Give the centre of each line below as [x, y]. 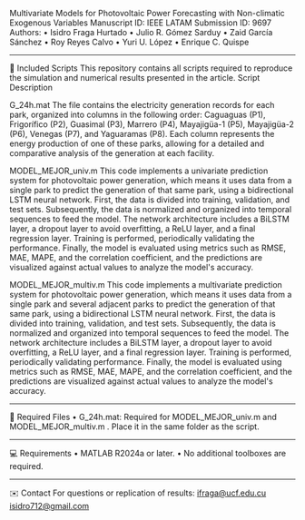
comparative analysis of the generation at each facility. [112, 153]
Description [31, 87]
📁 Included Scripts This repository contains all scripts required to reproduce [151, 68]
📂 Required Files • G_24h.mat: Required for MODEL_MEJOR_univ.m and [143, 417]
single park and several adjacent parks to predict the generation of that [143, 304]
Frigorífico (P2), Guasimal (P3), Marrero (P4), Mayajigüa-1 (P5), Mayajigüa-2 [152, 124]
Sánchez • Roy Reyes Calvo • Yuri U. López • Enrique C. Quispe [129, 42]
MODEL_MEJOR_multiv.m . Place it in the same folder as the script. [135, 427]
